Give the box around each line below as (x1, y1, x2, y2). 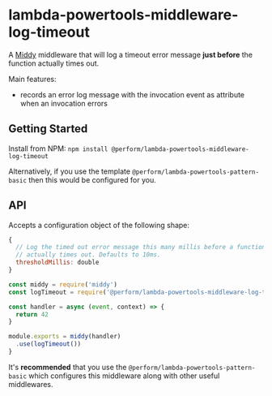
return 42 (15, 310, 49, 318)
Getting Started (8, 122, 88, 136)
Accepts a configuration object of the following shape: (8, 220, 190, 230)
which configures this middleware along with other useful (28, 371, 220, 381)
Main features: (8, 74, 57, 84)
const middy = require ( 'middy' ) (8, 280, 117, 289)
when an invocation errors (19, 98, 108, 108)
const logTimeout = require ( (8, 288, 107, 296)
